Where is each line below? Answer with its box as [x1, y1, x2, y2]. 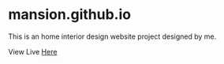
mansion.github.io [8, 6, 132, 24]
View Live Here [8, 47, 58, 56]
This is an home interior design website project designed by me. [8, 32, 217, 41]
